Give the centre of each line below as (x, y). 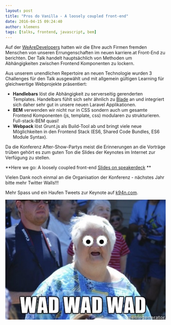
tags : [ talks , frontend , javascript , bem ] (51, 32)
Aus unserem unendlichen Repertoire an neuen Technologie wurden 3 (79, 73)
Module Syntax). (30, 137)
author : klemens (22, 27)
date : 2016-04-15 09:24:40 (34, 21)
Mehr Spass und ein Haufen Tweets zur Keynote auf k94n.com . (72, 192)
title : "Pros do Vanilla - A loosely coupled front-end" (67, 16)
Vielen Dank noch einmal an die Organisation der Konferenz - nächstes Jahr (85, 177)
